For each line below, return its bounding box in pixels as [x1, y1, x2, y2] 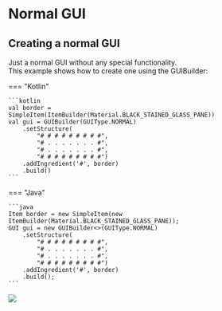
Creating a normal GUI [8, 37, 121, 50]
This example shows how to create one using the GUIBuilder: [8, 66, 208, 76]
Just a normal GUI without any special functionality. [8, 57, 177, 67]
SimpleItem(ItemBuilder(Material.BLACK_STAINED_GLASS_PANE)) [8, 111, 216, 119]
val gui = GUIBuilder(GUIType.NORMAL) [8, 118, 137, 126]
